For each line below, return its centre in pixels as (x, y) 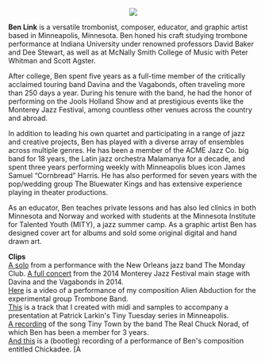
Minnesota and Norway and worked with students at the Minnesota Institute (132, 216)
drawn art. (25, 241)
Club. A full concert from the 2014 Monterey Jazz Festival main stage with (129, 274)
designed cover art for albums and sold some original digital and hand (123, 233)
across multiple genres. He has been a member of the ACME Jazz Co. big (129, 150)
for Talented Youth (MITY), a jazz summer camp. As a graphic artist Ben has (132, 224)
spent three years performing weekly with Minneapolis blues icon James (127, 167)
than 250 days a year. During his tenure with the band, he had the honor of (130, 93)
